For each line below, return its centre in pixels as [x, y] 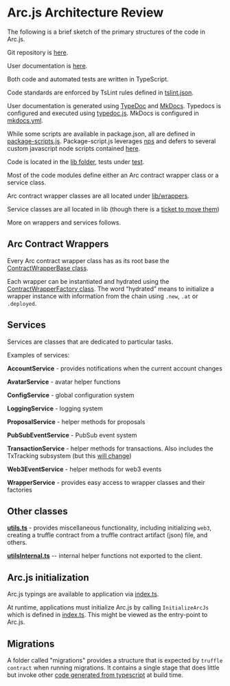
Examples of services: [38, 355]
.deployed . [22, 303]
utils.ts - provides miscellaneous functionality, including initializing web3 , [109, 528]
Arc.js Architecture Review [85, 13]
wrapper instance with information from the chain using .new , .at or [103, 296]
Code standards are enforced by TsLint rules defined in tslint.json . [101, 92]
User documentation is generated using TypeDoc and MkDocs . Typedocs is [114, 105]
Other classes [38, 511]
